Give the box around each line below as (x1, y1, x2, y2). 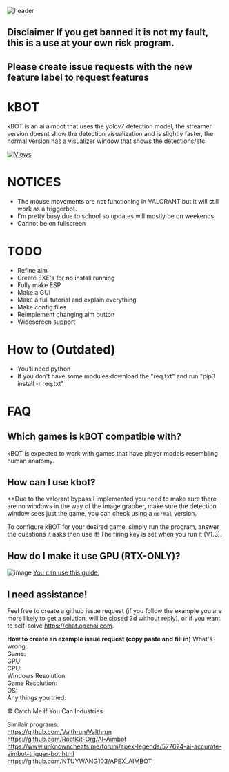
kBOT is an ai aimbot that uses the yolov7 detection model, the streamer (7, 122, 212, 131)
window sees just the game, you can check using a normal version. (7, 510, 197, 518)
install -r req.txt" (17, 379, 64, 387)
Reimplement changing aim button (17, 310, 115, 318)
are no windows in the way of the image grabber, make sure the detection (7, 502, 217, 510)
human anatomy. (7, 456, 55, 465)
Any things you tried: (7, 693, 67, 702)
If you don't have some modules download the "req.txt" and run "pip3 (17, 371, 216, 380)
